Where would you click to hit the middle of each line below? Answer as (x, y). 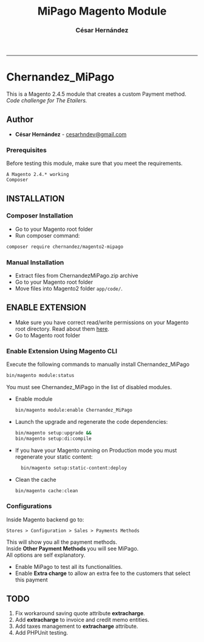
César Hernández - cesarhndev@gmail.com (71, 134)
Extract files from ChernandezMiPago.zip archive (76, 276)
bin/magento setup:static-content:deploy (74, 468)
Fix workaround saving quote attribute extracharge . (80, 613)
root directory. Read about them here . (62, 329)
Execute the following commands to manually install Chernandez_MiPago (98, 364)
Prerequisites (26, 150)
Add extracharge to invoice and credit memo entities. (82, 620)
